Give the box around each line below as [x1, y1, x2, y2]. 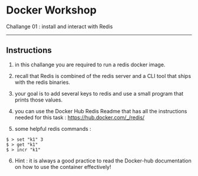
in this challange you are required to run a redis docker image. [14, 61, 166, 68]
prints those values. [14, 96, 63, 103]
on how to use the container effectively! [14, 163, 111, 170]
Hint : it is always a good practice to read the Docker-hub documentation [14, 157, 192, 164]
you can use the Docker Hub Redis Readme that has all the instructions [14, 107, 187, 114]
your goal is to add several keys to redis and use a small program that [14, 90, 184, 97]
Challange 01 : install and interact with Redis [6, 23, 113, 30]
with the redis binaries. [14, 79, 71, 86]
